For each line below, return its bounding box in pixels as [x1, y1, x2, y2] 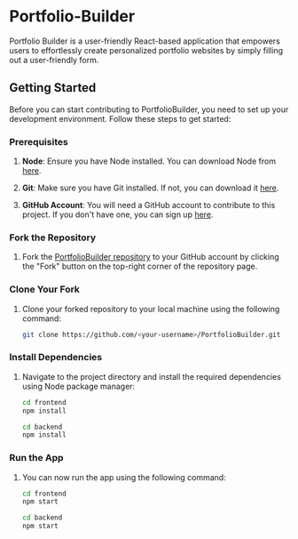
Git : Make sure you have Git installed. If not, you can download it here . [21, 182, 279, 193]
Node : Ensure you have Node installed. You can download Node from [21, 156, 277, 166]
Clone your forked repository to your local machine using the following [21, 303, 280, 314]
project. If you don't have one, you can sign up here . [21, 209, 214, 220]
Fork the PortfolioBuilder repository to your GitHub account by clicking [21, 252, 279, 262]
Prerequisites [9, 135, 68, 148]
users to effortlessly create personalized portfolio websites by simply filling [9, 44, 284, 55]
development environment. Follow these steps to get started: [9, 113, 231, 124]
